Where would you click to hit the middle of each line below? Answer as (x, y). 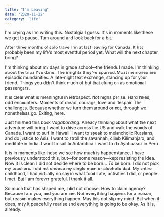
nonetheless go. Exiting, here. (35, 113)
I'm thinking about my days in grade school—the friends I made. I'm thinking (82, 67)
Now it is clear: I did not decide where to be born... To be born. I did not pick (82, 163)
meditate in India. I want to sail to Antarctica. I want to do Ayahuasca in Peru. (82, 144)
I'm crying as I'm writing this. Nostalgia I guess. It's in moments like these (79, 33)
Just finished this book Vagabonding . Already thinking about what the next (81, 122)
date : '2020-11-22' (25, 14)
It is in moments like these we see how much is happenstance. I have (75, 153)
